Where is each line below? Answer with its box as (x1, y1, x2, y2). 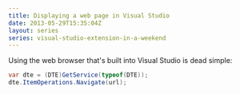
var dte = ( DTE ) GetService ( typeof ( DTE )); (8, 71, 149, 80)
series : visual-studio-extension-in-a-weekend (8, 33, 166, 42)
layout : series (8, 26, 59, 34)
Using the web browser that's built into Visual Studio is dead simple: (8, 56, 233, 65)
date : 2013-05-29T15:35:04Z (8, 19, 102, 27)
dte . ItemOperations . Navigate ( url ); (8, 79, 127, 87)
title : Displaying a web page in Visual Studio (8, 11, 170, 20)
